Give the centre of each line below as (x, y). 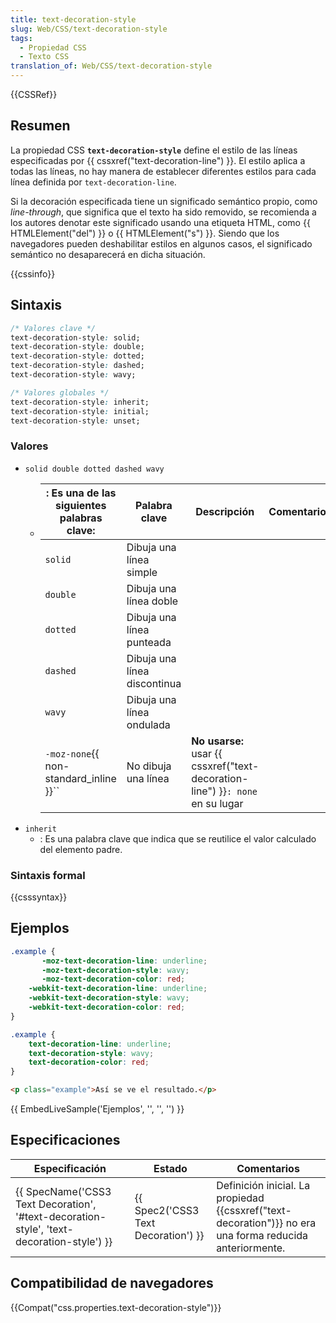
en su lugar (217, 803)
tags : (21, 38)
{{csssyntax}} (39, 897)
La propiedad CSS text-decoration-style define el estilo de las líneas (154, 150)
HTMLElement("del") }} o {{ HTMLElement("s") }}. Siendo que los (145, 233)
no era (301, 1223)
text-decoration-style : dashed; (77, 366)
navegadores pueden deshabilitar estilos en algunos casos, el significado (161, 243)
